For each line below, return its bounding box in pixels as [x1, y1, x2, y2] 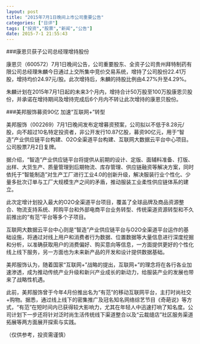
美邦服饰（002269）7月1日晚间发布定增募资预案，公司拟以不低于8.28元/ [6, 121, 185, 128]
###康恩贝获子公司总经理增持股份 [6, 48, 89, 55]
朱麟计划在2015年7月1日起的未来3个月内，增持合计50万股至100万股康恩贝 [6, 88, 187, 95]
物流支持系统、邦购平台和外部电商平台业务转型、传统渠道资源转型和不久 [16, 206, 194, 213]
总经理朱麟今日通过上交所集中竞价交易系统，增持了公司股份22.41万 [21, 68, 186, 75]
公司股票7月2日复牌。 [6, 144, 60, 151]
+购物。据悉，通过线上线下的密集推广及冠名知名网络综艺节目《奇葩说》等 [6, 296, 187, 303]
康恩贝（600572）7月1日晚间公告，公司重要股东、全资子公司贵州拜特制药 [6, 61, 187, 68]
